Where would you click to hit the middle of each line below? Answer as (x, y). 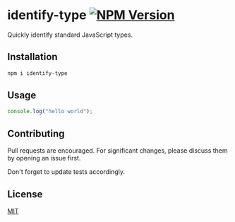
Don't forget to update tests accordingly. (66, 172)
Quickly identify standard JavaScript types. (70, 35)
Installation (32, 57)
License (25, 194)
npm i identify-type (38, 73)
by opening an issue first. (44, 158)
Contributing (36, 133)
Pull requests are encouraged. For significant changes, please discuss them (117, 151)
